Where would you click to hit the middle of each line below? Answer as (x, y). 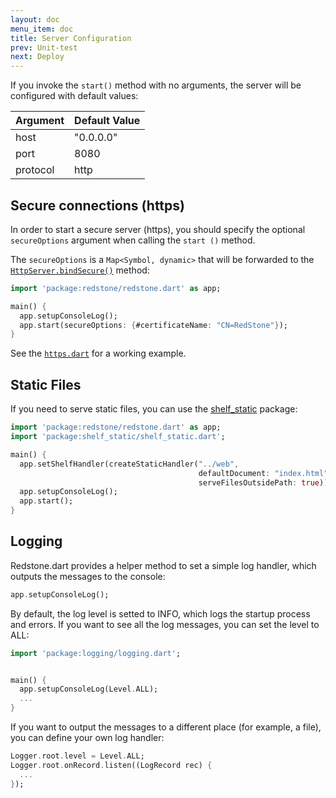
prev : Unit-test (44, 47)
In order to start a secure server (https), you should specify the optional (158, 229)
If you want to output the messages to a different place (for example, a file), (166, 727)
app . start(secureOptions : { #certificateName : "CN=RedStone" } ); (153, 325)
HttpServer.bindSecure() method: (80, 270)
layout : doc (35, 19)
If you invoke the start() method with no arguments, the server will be (156, 85)
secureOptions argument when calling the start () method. (133, 240)
